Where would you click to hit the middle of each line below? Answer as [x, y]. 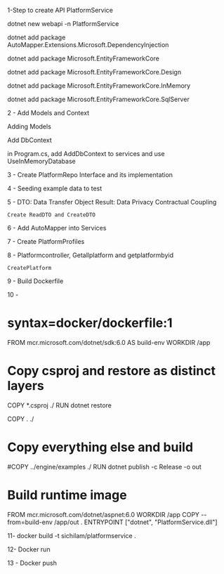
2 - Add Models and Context [48, 113]
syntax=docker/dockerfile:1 [90, 323]
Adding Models [29, 126]
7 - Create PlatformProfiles [46, 241]
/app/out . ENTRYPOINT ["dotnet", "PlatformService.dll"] [136, 522]
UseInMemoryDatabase [41, 161]
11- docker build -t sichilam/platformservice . [72, 535]
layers [26, 386]
